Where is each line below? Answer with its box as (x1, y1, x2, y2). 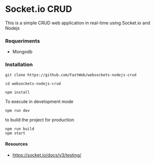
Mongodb (12, 49, 33, 55)
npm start (5, 130, 26, 136)
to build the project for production (5, 116, 75, 122)
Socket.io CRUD (5, 3, 73, 15)
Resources (5, 141, 28, 147)
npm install (5, 90, 30, 95)
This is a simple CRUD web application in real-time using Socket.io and (5, 20, 151, 26)
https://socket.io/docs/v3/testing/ (12, 152, 81, 158)
